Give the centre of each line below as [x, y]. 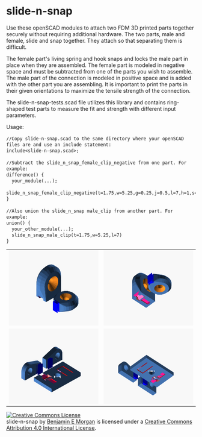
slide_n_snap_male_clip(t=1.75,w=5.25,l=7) [67, 235]
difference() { [25, 175]
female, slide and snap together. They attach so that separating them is [94, 40]
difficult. [17, 47]
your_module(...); [35, 181]
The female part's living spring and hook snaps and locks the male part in [97, 58]
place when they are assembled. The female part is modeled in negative [96, 65]
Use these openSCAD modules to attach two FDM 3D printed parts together [100, 28]
